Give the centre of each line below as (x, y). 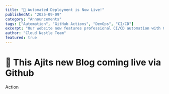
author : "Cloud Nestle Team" (36, 33)
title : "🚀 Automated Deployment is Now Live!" (55, 10)
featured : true (21, 38)
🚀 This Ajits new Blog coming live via (83, 62)
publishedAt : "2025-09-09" (33, 14)
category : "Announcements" (33, 19)
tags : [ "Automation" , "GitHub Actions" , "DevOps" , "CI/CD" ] (70, 24)
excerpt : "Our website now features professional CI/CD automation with (83, 28)
